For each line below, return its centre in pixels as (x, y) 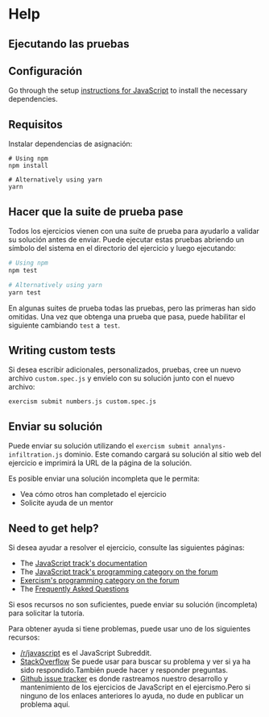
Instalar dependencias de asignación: (70, 144)
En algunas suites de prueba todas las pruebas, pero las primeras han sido (132, 308)
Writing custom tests (62, 350)
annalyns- (209, 447)
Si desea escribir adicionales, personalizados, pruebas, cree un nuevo (125, 370)
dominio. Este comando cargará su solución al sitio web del (163, 454)
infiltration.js (35, 455)
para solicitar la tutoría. (46, 613)
